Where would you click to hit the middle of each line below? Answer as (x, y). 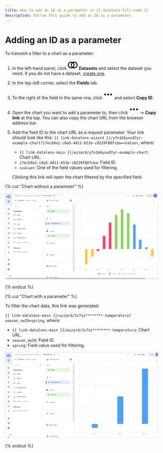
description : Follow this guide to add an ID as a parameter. (69, 15)
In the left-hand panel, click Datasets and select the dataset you (82, 69)
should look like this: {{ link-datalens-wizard (58, 138)
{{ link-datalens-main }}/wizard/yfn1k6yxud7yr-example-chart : (84, 152)
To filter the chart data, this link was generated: (52, 306)
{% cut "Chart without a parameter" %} (44, 187)
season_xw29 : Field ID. (33, 340)
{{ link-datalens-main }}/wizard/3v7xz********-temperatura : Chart (81, 330)
